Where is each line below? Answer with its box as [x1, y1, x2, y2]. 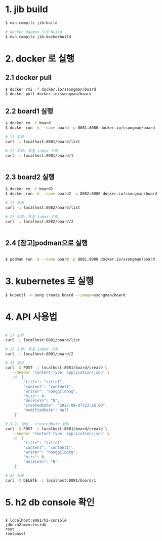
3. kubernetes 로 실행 [5, 275, 94, 287]
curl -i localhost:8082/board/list [5, 205, 80, 210]
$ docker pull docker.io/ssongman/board [5, 91, 92, 97]
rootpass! [5, 531, 26, 536]
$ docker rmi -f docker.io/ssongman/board [5, 87, 96, 92]
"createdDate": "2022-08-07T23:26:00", [23, 403, 108, 408]
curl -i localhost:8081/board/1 [5, 153, 73, 158]
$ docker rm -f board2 [5, 187, 53, 192]
